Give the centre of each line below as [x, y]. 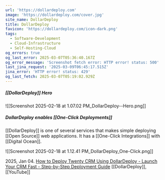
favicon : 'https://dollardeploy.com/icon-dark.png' [61, 29]
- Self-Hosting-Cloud [33, 48]
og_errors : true [23, 53]
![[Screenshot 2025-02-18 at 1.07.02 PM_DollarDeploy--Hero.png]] [76, 106]
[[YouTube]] [18, 172]
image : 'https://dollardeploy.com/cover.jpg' [55, 15]
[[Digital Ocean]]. [24, 141]
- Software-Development [35, 39]
